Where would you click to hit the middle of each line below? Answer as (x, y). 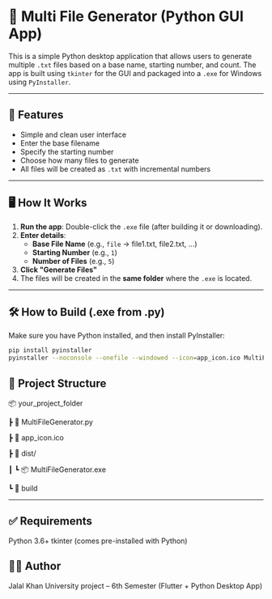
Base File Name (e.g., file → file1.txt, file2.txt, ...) (115, 244)
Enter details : (43, 235)
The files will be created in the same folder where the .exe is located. (136, 278)
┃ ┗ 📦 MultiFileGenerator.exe (57, 469)
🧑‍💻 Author (35, 566)
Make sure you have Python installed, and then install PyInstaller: (117, 336)
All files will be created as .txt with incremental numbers (115, 168)
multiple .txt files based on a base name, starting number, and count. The (132, 65)
